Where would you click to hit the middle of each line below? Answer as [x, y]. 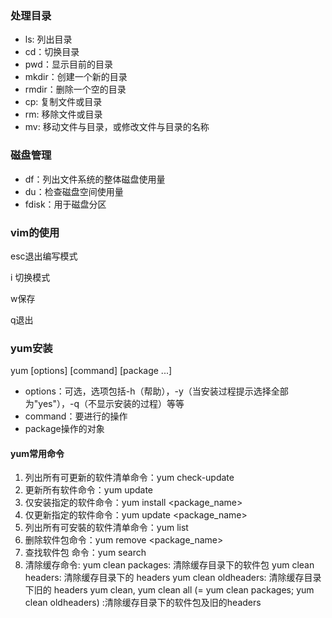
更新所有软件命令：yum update [89, 490]
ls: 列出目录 [48, 39]
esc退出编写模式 [44, 256]
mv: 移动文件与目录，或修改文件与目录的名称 [117, 127]
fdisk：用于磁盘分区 [65, 204]
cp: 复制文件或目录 [63, 102]
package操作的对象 [64, 429]
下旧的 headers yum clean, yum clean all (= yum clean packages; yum [169, 590]
